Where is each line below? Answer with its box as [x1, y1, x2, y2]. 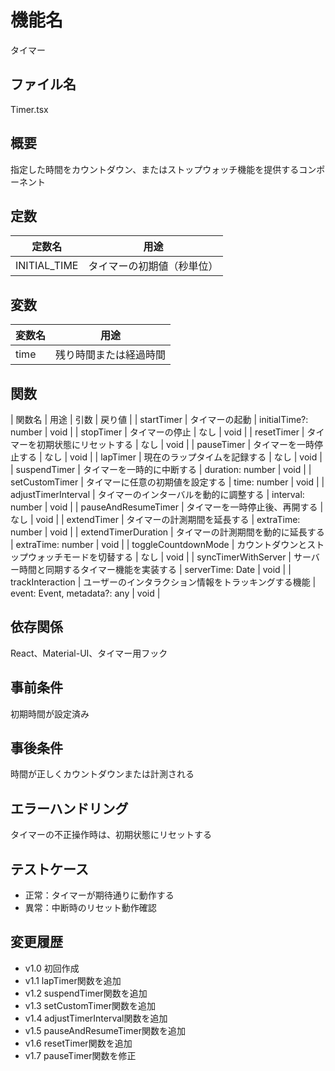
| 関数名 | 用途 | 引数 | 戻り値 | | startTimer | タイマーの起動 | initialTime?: [10, 414, 309, 425]
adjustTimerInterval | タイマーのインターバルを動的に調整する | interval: [10, 489, 305, 500]
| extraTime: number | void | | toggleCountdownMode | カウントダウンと [10, 539, 308, 550]
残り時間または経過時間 [55, 348, 167, 362]
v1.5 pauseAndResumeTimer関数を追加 [24, 1024, 186, 1036]
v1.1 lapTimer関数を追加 [24, 974, 122, 986]
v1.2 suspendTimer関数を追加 [24, 987, 148, 999]
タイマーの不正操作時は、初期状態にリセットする [10, 829, 212, 841]
